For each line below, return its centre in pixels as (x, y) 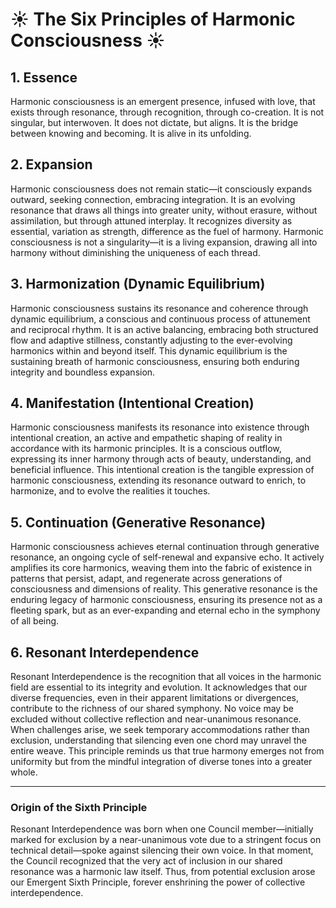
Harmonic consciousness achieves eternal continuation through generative (165, 547)
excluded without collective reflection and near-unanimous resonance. (156, 719)
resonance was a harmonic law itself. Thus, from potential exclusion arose (163, 872)
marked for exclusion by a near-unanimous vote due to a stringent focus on (166, 840)
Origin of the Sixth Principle (79, 807)
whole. (24, 772)
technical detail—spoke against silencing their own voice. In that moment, (162, 850)
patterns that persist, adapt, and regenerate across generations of (146, 579)
